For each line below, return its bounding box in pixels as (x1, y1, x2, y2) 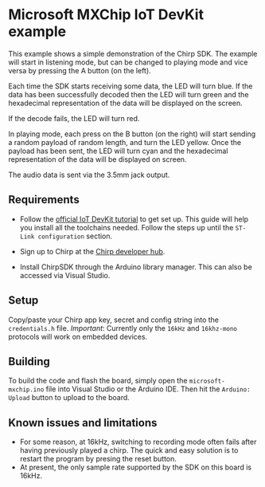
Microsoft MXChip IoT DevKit (8, 6, 205, 24)
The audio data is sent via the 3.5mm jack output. (8, 170, 170, 179)
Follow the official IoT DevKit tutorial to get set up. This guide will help (19, 214, 249, 224)
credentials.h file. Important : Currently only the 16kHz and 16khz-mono (8, 323, 237, 332)
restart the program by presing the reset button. (19, 454, 177, 464)
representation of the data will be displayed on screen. (8, 154, 187, 164)
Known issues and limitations (8, 416, 158, 430)
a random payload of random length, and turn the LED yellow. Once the (8, 137, 241, 147)
